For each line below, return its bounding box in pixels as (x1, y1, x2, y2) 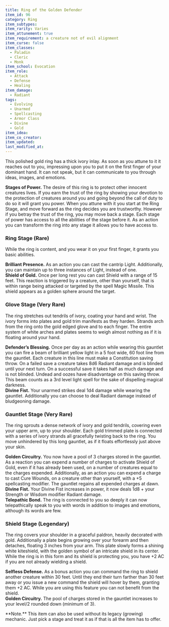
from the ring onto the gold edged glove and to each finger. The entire (5, 323, 152, 329)
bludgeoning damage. (5, 398, 51, 404)
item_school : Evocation (5, 64, 56, 69)
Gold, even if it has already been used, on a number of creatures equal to (5, 464, 158, 470)
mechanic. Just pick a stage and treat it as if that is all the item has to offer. (5, 616, 162, 622)
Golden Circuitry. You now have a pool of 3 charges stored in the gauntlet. (5, 453, 161, 459)
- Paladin (10, 50, 30, 55)
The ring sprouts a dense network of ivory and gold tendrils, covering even (5, 422, 161, 428)
